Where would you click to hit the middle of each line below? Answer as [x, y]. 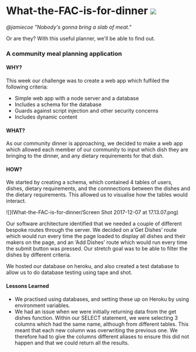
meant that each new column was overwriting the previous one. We [96, 330]
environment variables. [42, 305]
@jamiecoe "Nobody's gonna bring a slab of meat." [69, 27]
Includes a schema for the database [58, 104]
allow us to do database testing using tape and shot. [69, 273]
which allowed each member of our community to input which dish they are [97, 150]
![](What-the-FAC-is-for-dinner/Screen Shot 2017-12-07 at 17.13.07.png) [92, 212]
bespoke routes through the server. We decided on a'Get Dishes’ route [92, 230]
